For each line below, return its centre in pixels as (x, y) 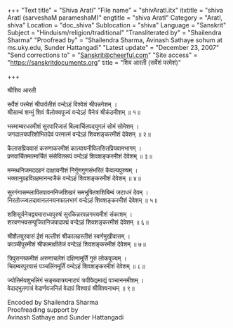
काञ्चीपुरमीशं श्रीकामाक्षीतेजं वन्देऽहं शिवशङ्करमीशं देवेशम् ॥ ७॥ (76, 244)
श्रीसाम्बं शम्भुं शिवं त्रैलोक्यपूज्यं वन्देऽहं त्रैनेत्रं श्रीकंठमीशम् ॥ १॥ (74, 112)
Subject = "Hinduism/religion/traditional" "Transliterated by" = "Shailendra (114, 32)
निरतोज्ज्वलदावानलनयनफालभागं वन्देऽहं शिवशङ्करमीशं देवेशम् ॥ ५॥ (82, 200)
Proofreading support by (43, 310)
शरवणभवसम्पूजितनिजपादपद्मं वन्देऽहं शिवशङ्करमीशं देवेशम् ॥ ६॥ (78, 222)
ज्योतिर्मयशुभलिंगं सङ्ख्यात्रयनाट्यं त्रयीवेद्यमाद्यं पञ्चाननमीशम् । (76, 280)
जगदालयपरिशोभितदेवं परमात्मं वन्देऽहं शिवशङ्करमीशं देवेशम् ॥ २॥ (79, 134)
